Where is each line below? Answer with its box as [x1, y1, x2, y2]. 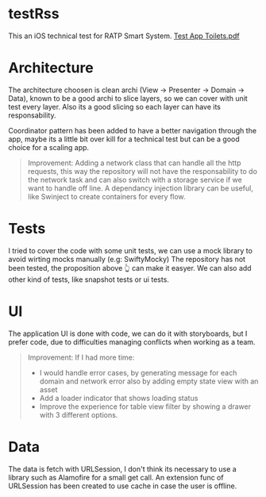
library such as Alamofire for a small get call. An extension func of [8, 472, 224, 482]
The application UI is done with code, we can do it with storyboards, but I [8, 329, 248, 338]
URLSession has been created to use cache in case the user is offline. [8, 481, 237, 491]
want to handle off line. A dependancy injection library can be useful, [27, 183, 254, 193]
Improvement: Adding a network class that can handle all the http [27, 158, 241, 168]
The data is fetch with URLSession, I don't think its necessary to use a [8, 464, 237, 473]
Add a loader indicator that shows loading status [39, 393, 199, 403]
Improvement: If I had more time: [27, 353, 135, 362]
